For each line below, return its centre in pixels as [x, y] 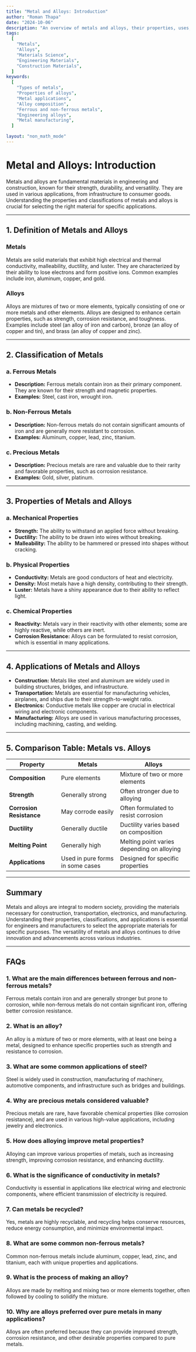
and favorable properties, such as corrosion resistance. [81, 471]
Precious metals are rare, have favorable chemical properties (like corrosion [97, 1113]
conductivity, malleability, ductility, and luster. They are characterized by [93, 266]
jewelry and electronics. [35, 1126]
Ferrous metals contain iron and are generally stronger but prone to [87, 998]
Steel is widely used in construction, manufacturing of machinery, [85, 1079]
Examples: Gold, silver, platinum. [54, 478]
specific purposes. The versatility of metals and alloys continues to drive [93, 932]
